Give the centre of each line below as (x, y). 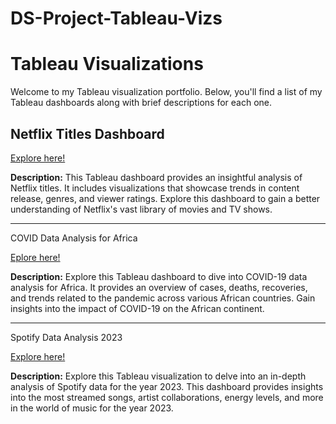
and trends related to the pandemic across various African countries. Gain (163, 298)
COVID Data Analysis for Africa (74, 238)
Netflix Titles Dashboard (87, 133)
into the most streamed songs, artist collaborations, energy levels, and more (167, 397)
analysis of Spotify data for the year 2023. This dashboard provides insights (167, 386)
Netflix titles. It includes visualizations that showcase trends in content (155, 188)
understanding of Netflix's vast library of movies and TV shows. (141, 209)
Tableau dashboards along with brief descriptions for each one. (141, 103)
